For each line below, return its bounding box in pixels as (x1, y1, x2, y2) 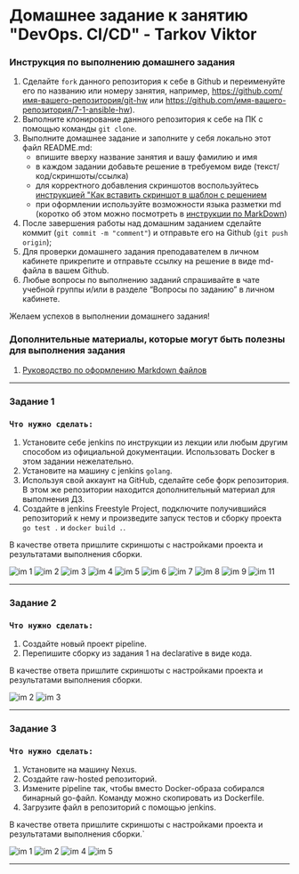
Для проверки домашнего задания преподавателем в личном (21, 247, 260, 257)
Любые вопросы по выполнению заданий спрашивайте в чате (21, 275, 260, 286)
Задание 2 (9, 596, 57, 609)
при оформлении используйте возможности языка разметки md (35, 199, 282, 210)
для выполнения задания (9, 344, 126, 357)
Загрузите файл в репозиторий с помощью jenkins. (21, 802, 216, 813)
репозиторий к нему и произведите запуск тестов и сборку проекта (21, 513, 282, 523)
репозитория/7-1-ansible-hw (21, 104, 131, 116)
